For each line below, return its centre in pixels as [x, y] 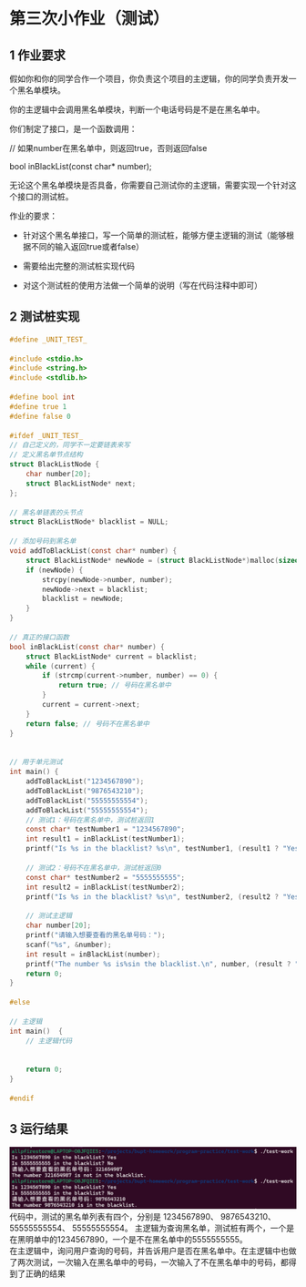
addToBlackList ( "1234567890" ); [85, 781]
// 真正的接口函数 [40, 637]
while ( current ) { [61, 666]
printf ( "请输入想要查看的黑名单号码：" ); [96, 935]
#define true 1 [38, 406]
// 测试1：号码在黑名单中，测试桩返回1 [90, 820]
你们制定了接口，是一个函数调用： [73, 129]
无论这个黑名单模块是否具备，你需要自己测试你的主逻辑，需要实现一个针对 [149, 185]
